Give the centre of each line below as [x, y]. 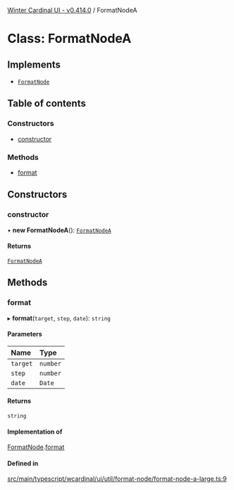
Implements [34, 64]
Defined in [23, 463]
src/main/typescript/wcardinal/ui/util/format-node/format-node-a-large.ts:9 [117, 479]
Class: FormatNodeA [69, 39]
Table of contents [47, 104]
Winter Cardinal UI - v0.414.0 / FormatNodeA [72, 10]
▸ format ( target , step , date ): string [59, 318]
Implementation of [35, 432]
